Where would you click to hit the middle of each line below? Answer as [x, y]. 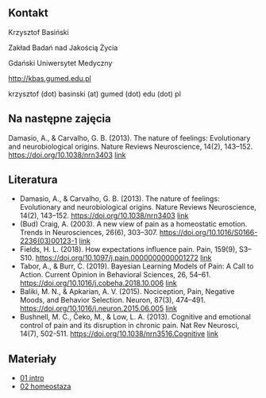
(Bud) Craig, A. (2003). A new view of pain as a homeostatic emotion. [133, 224]
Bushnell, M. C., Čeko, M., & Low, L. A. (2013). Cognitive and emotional [135, 317]
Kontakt [29, 13]
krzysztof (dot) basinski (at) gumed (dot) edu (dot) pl [94, 94]
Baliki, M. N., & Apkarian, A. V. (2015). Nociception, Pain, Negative [127, 292]
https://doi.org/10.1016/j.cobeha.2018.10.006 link [98, 283]
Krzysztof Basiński [39, 32]
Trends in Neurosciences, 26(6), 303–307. [89, 233]
